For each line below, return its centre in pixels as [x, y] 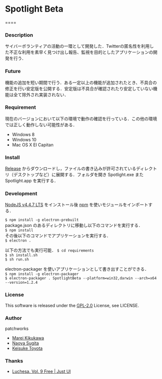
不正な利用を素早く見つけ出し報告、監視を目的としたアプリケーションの [81, 52]
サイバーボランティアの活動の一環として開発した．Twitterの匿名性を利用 [77, 46]
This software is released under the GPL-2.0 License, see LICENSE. [72, 305]
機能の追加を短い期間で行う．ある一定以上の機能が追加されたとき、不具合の [81, 82]
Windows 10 [24, 139]
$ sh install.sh [21, 255]
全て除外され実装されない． [41, 95]
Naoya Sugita [25, 343]
